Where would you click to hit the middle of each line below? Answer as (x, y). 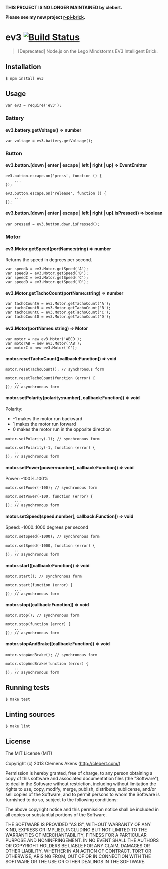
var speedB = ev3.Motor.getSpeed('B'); (47, 273)
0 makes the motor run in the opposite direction (62, 429)
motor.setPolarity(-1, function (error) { (50, 447)
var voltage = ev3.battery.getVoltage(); (49, 141)
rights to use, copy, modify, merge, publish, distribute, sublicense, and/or (81, 789)
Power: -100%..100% (27, 479)
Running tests (28, 688)
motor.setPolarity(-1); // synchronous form (52, 439)
